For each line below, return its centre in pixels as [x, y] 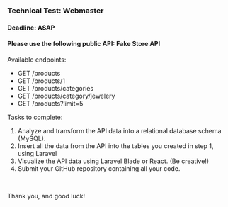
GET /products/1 [41, 81]
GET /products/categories [56, 88]
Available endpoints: [37, 60]
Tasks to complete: [35, 117]
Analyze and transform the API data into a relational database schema [119, 130]
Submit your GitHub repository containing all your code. [99, 168]
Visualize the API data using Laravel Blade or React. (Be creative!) [113, 161]
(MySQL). [32, 138]
